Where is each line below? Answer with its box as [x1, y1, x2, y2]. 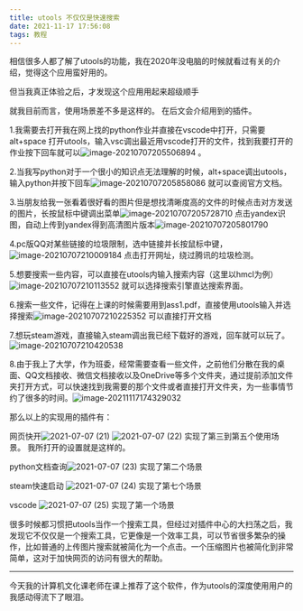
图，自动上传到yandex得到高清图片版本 [9, 219, 155, 230]
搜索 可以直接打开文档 [16, 310, 212, 321]
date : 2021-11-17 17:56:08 [9, 22, 111, 31]
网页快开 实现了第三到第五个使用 [9, 430, 272, 442]
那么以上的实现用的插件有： [9, 412, 113, 422]
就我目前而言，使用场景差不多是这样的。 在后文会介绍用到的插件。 [9, 106, 257, 116]
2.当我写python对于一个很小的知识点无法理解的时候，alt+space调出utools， [9, 166, 291, 177]
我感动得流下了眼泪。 [9, 592, 88, 603]
